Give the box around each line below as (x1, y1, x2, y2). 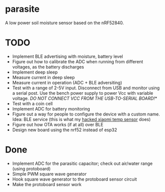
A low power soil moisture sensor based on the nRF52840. (5, 20, 124, 26)
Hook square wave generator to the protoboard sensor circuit (12, 176, 137, 182)
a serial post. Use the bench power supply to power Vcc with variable (12, 90, 154, 96)
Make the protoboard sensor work (12, 181, 82, 187)
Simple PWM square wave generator (12, 171, 87, 177)
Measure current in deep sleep (12, 74, 75, 80)
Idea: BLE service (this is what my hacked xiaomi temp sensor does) (12, 116, 151, 122)
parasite (5, 3, 40, 15)
